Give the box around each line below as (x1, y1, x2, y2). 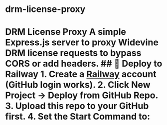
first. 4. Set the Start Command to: (5, 111, 151, 123)
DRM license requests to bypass (5, 47, 142, 59)
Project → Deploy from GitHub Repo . (5, 90, 159, 101)
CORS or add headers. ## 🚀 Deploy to (5, 58, 163, 69)
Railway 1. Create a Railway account (5, 69, 157, 80)
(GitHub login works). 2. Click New (5, 79, 151, 91)
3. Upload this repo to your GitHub (5, 101, 149, 112)
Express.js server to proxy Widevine (5, 37, 159, 48)
